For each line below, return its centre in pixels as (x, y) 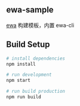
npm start (19, 81)
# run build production (36, 92)
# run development (29, 75)
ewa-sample (30, 10)
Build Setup (28, 45)
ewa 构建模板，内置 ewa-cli (40, 25)
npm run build (24, 97)
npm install (21, 64)
